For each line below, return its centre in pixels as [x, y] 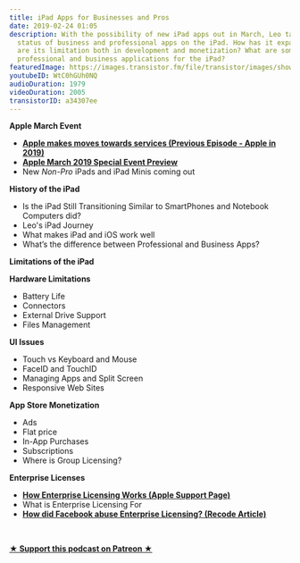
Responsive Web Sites [63, 388]
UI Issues [27, 342]
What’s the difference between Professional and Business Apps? [141, 244]
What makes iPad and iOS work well [88, 235]
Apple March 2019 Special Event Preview [100, 163]
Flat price [40, 432]
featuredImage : [37, 68]
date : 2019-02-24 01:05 [54, 26]
